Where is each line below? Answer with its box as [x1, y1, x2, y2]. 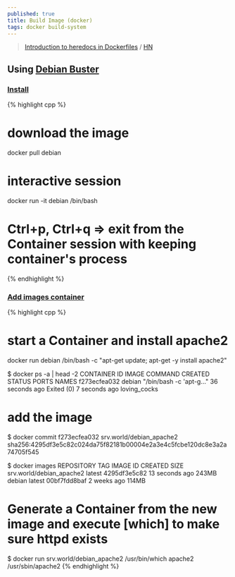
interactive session [7, 174, 122, 189]
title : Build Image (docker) [7, 17, 93, 24]
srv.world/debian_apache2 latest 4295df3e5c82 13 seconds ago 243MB [7, 469, 217, 478]
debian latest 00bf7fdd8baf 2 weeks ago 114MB [7, 477, 146, 485]
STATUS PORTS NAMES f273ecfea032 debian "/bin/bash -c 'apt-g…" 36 [7, 377, 218, 386]
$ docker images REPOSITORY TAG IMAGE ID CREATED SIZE [7, 461, 184, 470]
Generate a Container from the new [7, 502, 217, 517]
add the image [7, 410, 93, 425]
